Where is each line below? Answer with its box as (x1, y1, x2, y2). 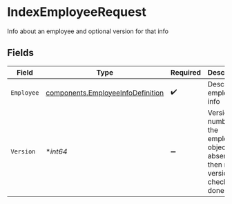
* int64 (46, 147, 68, 156)
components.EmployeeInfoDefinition (46, 88, 164, 98)
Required (170, 67, 202, 77)
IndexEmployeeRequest (7, 4, 146, 20)
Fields (7, 47, 35, 59)
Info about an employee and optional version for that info (7, 27, 169, 35)
